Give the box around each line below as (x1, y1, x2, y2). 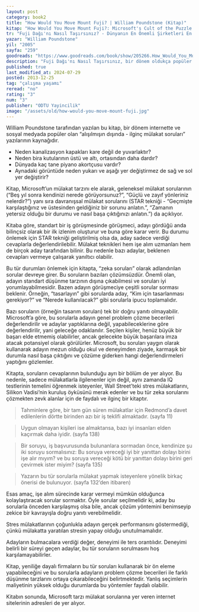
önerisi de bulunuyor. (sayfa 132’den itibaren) (20, 479, 131, 486)
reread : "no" (6, 86, 38, 92)
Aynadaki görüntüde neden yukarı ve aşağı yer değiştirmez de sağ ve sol (14, 167, 192, 175)
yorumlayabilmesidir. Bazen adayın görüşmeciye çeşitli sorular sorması (6, 284, 179, 291)
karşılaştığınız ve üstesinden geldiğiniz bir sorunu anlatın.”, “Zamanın (6, 204, 174, 211)
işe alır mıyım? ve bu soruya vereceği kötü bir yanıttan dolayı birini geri (20, 455, 192, 462)
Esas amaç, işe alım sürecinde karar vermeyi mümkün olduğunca (6, 490, 165, 497)
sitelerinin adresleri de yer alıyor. (6, 600, 86, 607)
